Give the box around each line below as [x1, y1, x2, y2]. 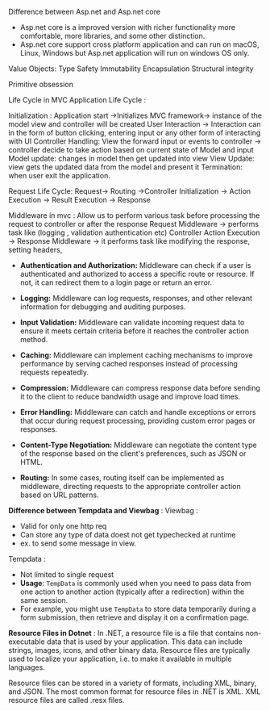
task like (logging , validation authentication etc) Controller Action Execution [8, 228, 260, 237]
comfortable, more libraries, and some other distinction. [19, 31, 206, 40]
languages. [8, 663, 46, 672]
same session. [19, 596, 69, 604]
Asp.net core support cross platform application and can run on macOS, [19, 40, 260, 49]
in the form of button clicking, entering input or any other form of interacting [8, 128, 261, 137]
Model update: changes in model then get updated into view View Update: [8, 153, 255, 163]
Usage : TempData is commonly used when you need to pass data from [19, 579, 251, 588]
